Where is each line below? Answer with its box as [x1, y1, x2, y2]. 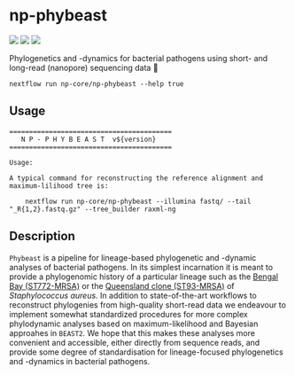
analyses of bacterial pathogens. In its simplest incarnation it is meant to [9, 262, 273, 272]
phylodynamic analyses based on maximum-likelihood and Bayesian [9, 318, 259, 329]
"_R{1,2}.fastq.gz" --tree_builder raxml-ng [9, 205, 176, 214]
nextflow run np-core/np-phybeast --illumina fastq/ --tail [25, 197, 252, 206]
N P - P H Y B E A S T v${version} [20, 135, 157, 144]
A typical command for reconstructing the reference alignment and [9, 174, 264, 183]
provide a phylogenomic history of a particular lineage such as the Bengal [9, 271, 279, 282]
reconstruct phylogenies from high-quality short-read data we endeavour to [9, 299, 286, 310]
